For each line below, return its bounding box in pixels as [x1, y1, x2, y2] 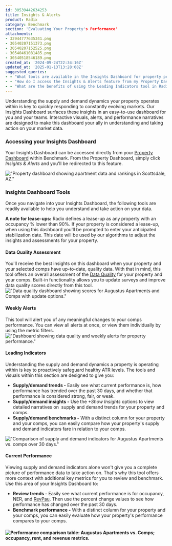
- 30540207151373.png [5, 41, 52, 46]
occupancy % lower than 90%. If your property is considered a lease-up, [5, 221, 160, 227]
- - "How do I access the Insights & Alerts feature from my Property [5, 79, 159, 84]
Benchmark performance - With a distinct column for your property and [12, 507, 166, 513]
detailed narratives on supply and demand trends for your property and [12, 403, 165, 410]
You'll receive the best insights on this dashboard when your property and [5, 260, 162, 267]
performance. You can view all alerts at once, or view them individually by [5, 321, 161, 328]
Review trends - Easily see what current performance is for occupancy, [12, 491, 164, 497]
